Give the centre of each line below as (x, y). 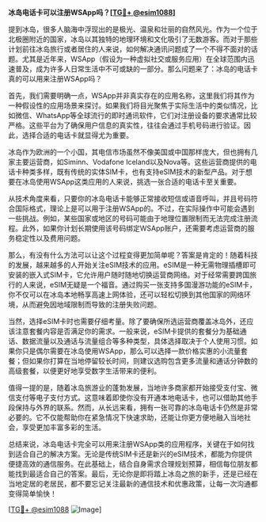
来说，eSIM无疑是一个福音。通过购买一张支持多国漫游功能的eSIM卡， (143, 285)
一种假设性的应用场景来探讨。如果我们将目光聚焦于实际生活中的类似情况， (129, 105)
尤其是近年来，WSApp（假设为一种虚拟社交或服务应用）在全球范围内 (135, 59)
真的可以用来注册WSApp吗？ (55, 79)
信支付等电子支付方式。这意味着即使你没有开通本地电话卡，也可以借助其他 (129, 398)
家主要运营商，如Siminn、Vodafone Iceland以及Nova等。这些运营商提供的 (129, 162)
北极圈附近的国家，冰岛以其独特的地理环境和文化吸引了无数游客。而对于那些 (133, 39)
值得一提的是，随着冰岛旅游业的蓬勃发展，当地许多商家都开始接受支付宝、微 (133, 388)
